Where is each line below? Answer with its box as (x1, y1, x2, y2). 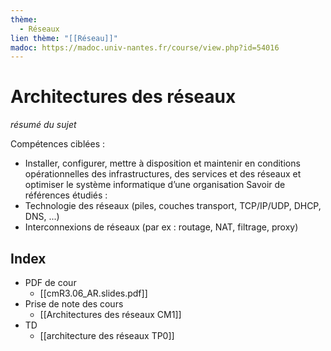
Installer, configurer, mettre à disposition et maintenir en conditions (24, 157, 301, 170)
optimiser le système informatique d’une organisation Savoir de (24, 179, 286, 191)
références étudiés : (24, 189, 108, 201)
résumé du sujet (10, 119, 77, 131)
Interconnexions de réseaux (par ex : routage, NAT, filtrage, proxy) (24, 221, 299, 233)
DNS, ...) (24, 211, 60, 223)
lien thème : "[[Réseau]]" (10, 33, 118, 43)
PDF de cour (24, 277, 77, 288)
